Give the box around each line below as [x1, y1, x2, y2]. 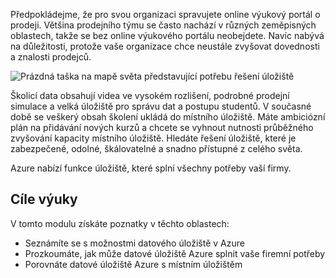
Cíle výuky [10, 191, 78, 208]
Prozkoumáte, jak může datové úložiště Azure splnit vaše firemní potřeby [24, 247, 326, 259]
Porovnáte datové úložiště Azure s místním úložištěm [24, 258, 243, 270]
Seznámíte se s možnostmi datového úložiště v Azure [24, 237, 245, 249]
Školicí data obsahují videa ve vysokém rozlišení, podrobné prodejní [10, 90, 290, 101]
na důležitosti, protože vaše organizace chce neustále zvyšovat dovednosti [10, 40, 320, 52]
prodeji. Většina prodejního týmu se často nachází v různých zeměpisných [10, 19, 317, 31]
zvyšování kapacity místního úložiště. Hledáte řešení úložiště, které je [10, 132, 297, 144]
